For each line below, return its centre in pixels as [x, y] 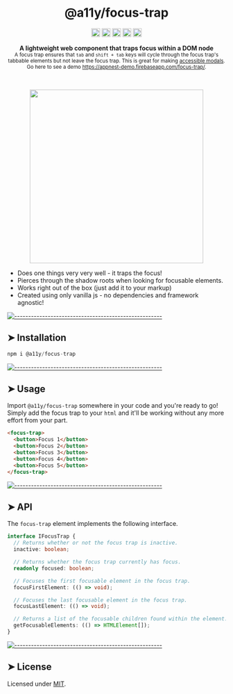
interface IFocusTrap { [42, 536]
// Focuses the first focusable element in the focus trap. [102, 581]
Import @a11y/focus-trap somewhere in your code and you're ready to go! [113, 406]
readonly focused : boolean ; [54, 568]
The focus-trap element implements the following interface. [93, 524]
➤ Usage [26, 389]
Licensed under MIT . [37, 684]
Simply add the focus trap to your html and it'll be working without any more [115, 413]
